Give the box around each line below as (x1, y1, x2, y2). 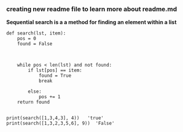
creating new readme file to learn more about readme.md (6, 5, 177, 13)
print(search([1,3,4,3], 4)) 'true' (6, 115, 104, 121)
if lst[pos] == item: (28, 67, 83, 74)
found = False (17, 41, 53, 47)
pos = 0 (17, 36, 36, 42)
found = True (38, 73, 71, 79)
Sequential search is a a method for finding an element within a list (6, 19, 177, 26)
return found (17, 99, 50, 105)
